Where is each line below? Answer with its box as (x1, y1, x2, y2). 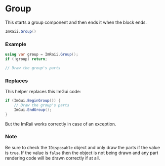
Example (5, 41, 27, 48)
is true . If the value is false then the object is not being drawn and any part (5, 150, 159, 156)
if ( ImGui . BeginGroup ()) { (5, 98, 61, 103)
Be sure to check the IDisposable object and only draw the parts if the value (5, 144, 161, 150)
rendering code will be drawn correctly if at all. (5, 155, 100, 161)
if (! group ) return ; (5, 56, 48, 61)
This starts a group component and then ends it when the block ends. (5, 19, 147, 25)
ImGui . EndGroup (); (14, 107, 52, 112)
